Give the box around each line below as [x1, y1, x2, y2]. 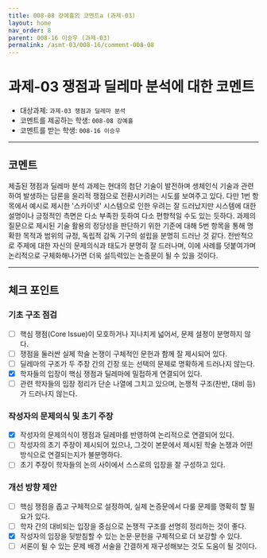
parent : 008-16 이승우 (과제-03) [8, 33, 111, 42]
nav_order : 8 [8, 26, 52, 34]
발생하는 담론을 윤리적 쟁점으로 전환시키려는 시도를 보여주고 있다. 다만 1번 [22, 191, 251, 200]
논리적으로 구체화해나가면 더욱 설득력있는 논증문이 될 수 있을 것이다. [8, 250, 219, 260]
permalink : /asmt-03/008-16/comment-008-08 [8, 41, 155, 49]
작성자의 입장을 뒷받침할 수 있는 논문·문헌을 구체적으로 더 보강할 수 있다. [19, 531, 242, 541]
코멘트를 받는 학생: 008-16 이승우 [19, 126, 121, 135]
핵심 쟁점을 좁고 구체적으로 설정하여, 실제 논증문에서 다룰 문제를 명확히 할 [19, 502, 247, 511]
